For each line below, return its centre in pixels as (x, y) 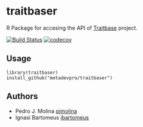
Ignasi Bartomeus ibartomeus (52, 117)
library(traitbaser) (33, 73)
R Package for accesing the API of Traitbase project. (72, 28)
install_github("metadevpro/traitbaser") (60, 78)
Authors (22, 96)
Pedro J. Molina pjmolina (46, 111)
